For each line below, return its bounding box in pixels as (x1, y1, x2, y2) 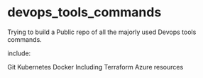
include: (7, 49, 31, 57)
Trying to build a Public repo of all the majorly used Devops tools (7, 28, 197, 36)
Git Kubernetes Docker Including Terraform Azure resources (7, 62, 184, 71)
